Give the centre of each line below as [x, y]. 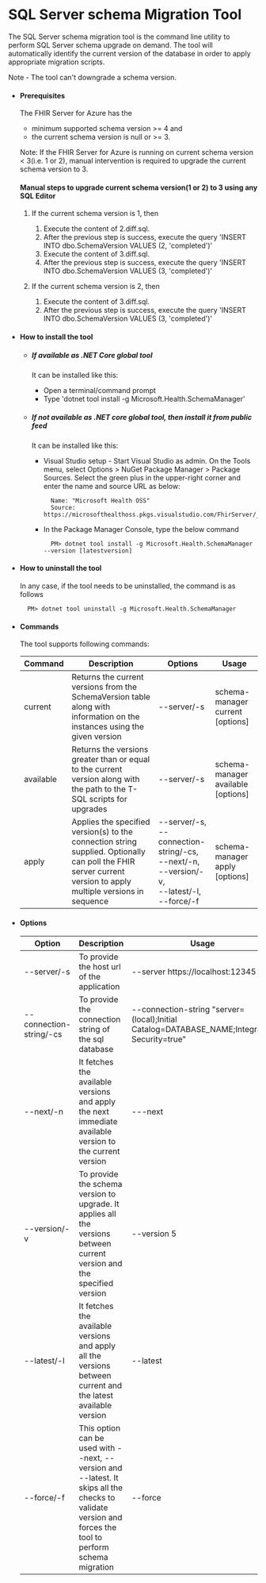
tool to [91, 1538]
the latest [96, 1396]
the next [94, 1111]
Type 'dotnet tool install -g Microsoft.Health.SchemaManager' [144, 399]
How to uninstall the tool [61, 568]
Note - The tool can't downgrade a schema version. [92, 77]
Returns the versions [110, 749]
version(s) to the [102, 832]
